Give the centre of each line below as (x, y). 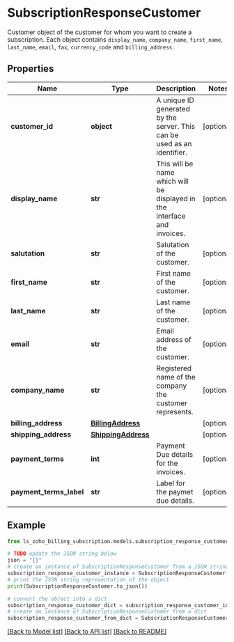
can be (167, 135)
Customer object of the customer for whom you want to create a (100, 32)
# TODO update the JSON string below (62, 554)
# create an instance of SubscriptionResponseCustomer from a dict (107, 612)
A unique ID (175, 100)
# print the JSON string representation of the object (88, 579)
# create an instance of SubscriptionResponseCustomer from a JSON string (118, 567)
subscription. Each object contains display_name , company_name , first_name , (115, 39)
